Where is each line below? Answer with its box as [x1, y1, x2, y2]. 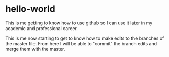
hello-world [5, 3, 56, 15]
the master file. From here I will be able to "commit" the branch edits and [5, 40, 157, 46]
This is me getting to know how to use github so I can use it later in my [5, 20, 153, 26]
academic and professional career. [5, 25, 78, 31]
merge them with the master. [5, 46, 65, 52]
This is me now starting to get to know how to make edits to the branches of [5, 35, 164, 41]
